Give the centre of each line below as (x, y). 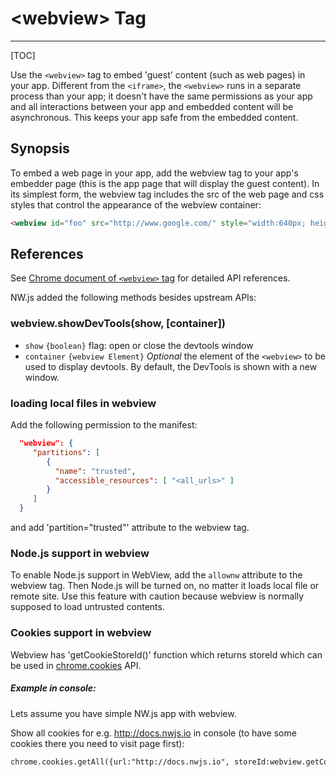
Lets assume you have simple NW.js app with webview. (123, 713)
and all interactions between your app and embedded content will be (152, 106)
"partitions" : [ (66, 452)
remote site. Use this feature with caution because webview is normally (157, 596)
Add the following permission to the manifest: (104, 425)
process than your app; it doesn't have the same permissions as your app (161, 96)
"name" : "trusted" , (95, 471)
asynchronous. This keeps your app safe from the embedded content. (154, 117)
